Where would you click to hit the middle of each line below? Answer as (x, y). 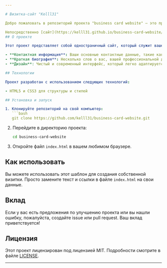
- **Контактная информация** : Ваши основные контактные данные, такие (80, 55)
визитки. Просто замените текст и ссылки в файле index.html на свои (80, 179)
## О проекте (19, 37)
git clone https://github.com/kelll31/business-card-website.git (81, 118)
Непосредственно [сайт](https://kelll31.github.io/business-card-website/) (85, 32)
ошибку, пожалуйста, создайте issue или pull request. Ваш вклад (74, 218)
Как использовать (35, 162)
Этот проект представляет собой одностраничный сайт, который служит (79, 46)
